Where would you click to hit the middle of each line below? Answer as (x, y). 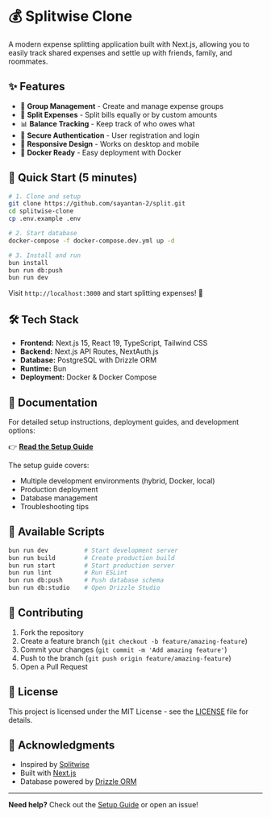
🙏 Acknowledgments (62, 746)
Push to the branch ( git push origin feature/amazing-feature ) (125, 657)
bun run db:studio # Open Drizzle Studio (84, 588)
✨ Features (37, 87)
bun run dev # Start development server (94, 550)
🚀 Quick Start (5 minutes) (73, 178)
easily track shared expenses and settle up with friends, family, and (120, 52)
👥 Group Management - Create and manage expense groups (122, 106)
